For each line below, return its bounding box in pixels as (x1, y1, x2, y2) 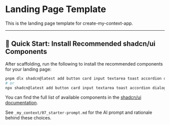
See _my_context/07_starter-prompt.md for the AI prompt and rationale (5, 109, 153, 115)
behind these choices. (5, 115, 52, 121)
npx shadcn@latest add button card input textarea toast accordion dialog (5, 85, 166, 90)
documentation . (5, 100, 38, 106)
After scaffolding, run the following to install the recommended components (5, 60, 163, 67)
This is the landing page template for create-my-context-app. (5, 20, 133, 26)
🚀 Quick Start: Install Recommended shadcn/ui (5, 39, 156, 48)
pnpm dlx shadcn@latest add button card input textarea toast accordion (5, 76, 162, 81)
